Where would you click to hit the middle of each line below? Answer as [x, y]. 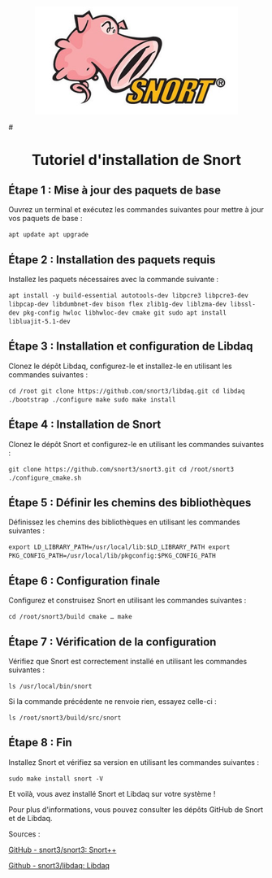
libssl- [243, 304]
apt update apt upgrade [49, 235]
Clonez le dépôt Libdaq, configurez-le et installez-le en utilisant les [121, 366]
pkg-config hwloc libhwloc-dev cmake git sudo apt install [125, 313]
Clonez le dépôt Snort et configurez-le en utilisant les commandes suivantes [136, 444]
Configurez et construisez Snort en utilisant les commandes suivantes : [127, 601]
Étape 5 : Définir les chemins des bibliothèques [130, 503]
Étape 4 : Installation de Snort [85, 425]
